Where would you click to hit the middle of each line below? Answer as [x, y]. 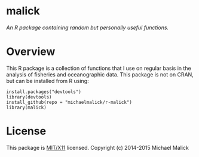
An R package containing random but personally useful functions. [88, 27]
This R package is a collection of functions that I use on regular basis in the [99, 68]
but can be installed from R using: [48, 81]
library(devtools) [29, 97]
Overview [31, 52]
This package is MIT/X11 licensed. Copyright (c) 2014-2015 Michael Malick [98, 147]
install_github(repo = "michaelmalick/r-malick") [69, 102]
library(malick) [26, 107]
